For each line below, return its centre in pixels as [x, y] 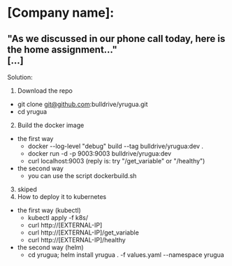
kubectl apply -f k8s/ [58, 217]
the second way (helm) [50, 247]
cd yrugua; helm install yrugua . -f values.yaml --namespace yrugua [126, 255]
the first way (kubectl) [49, 210]
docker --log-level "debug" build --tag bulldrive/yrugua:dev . [116, 146]
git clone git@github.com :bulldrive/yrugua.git [82, 104]
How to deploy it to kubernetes [62, 197]
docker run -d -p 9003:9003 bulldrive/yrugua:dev [100, 154]
